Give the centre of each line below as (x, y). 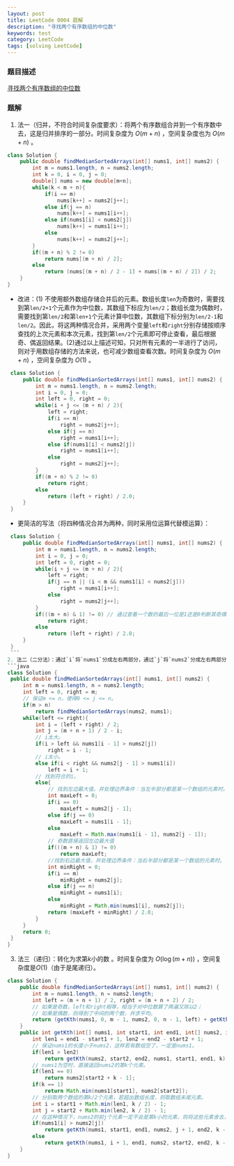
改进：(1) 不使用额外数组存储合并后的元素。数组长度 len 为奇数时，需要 (118, 299)
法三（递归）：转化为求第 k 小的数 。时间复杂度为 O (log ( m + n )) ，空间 (116, 959)
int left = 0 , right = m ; (60, 692)
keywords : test (29, 33)
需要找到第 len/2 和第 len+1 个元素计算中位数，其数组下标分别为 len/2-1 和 (120, 316)
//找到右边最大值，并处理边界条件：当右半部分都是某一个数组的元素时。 (136, 860)
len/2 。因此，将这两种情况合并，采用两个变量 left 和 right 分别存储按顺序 (122, 325)
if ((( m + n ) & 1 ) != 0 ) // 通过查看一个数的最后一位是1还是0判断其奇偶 (131, 614)
